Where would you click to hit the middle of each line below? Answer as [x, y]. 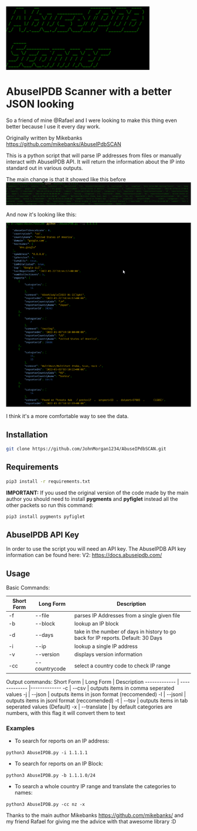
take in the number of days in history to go [125, 632]
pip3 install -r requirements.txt [48, 481]
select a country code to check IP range [122, 666]
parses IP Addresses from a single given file [127, 615]
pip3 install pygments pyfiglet [45, 517]
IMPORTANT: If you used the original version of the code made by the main [97, 493]
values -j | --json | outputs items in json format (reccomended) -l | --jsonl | [96, 694]
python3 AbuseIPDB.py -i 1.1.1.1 [47, 752]
